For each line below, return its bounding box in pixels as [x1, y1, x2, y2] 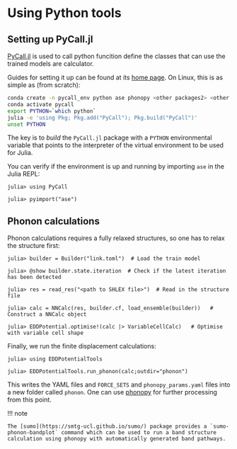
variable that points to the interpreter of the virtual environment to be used [7, 141, 224, 149]
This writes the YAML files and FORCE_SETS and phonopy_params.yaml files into [7, 380, 231, 389]
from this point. [7, 395, 52, 404]
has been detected [7, 274, 62, 281]
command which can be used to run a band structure [61, 429, 217, 436]
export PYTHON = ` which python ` [7, 108, 97, 115]
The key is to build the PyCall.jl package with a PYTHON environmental [7, 133, 212, 142]
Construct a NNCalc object [7, 311, 87, 318]
